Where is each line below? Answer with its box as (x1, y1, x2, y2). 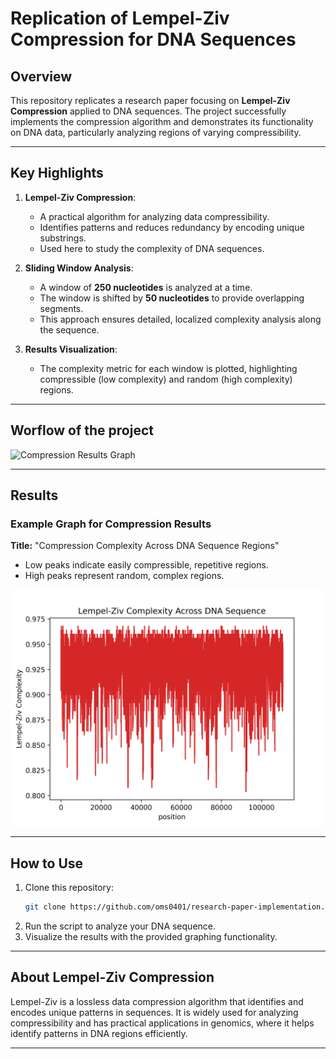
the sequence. (39, 323, 100, 336)
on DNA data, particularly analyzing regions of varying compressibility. (10, 127, 302, 138)
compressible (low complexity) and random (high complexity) (39, 373, 293, 385)
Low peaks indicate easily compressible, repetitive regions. (24, 559, 269, 571)
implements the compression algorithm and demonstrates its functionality (10, 116, 314, 127)
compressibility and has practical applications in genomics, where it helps (10, 1017, 315, 1029)
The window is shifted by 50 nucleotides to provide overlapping (39, 292, 305, 304)
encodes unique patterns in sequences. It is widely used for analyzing (10, 1006, 299, 1018)
